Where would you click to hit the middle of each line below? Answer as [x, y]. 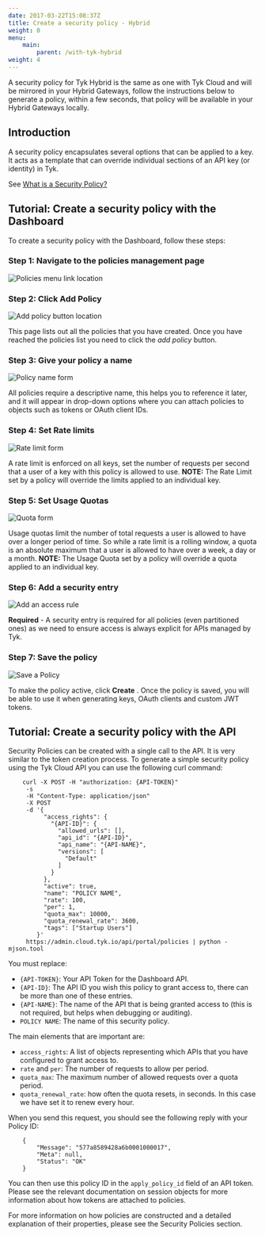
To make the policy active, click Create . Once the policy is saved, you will [129, 690]
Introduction [40, 133]
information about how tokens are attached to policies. [97, 1200]
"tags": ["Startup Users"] [88, 928]
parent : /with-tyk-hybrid [79, 52]
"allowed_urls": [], [92, 831]
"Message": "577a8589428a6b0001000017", [104, 1148]
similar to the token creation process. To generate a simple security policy [129, 759]
